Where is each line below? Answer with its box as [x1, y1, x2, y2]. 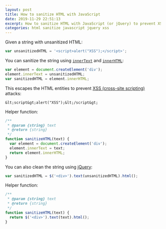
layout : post [5, 7, 32, 12]
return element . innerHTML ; [9, 150, 65, 155]
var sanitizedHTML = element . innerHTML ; [5, 76, 90, 81]
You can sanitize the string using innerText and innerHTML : [5, 58, 124, 63]
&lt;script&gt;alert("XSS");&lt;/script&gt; [5, 100, 98, 105]
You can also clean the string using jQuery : [5, 164, 93, 170]
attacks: [5, 90, 22, 96]
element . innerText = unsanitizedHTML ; [5, 72, 85, 76]
